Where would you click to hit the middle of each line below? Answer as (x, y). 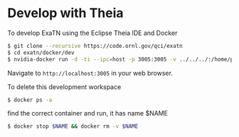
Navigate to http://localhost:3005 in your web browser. (90, 73)
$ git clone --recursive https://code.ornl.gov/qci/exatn (95, 46)
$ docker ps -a (30, 100)
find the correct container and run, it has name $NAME (88, 113)
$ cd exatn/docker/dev (41, 52)
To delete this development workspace (64, 86)
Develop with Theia (65, 13)
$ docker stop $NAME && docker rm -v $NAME (73, 126)
